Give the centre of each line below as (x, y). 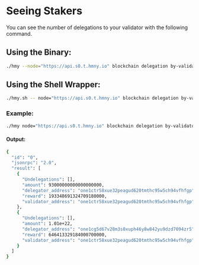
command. (19, 33)
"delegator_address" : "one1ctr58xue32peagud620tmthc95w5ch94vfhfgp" (108, 190)
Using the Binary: (39, 53)
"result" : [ (26, 168)
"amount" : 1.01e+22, (47, 224)
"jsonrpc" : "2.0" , (34, 163)
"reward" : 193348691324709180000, (65, 196)
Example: (20, 113)
